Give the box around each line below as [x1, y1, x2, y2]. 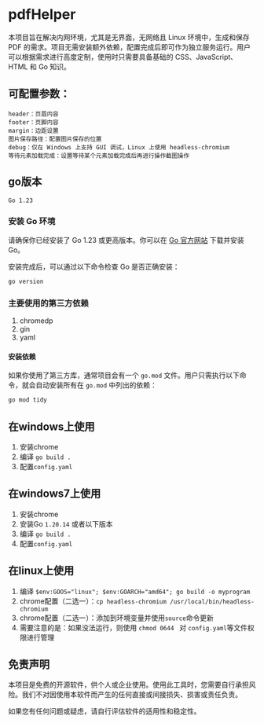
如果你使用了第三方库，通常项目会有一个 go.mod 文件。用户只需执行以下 [8, 371, 240, 380]
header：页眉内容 [8, 110, 59, 118]
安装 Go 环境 [8, 216, 56, 227]
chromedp [19, 316, 53, 325]
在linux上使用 [8, 564, 75, 578]
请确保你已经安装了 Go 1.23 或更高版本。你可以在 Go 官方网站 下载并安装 [8, 235, 245, 244]
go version [8, 277, 44, 285]
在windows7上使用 [8, 487, 101, 501]
